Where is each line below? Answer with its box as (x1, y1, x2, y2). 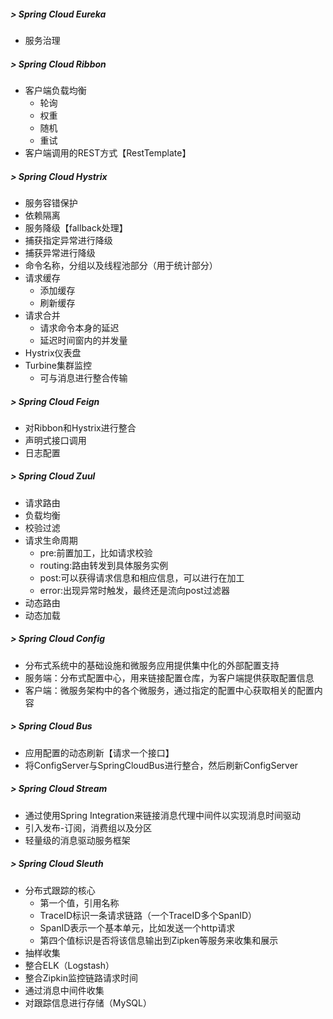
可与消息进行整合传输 (39, 371, 128, 384)
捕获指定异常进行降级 (24, 234, 113, 246)
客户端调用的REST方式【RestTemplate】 (24, 146, 192, 159)
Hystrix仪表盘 (24, 346, 82, 359)
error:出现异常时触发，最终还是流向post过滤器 (39, 584, 230, 596)
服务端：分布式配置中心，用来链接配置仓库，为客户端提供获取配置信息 (24, 671, 315, 684)
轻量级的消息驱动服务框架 (24, 834, 131, 846)
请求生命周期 (24, 534, 78, 546)
